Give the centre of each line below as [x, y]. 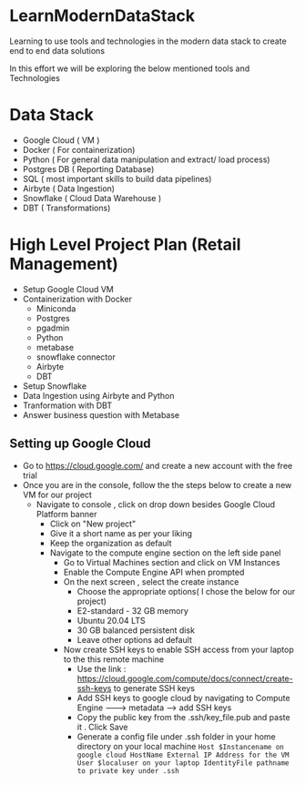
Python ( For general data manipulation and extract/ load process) [146, 159]
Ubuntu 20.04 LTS [111, 620]
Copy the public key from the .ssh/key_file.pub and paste [183, 717]
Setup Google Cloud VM [68, 289]
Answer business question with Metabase [101, 414]
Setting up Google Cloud [81, 444]
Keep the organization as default [111, 543]
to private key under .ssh [128, 770]
